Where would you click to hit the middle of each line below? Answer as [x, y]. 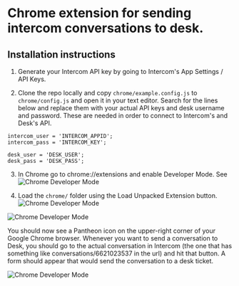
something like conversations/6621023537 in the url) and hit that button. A [117, 253]
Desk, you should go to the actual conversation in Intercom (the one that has [120, 246]
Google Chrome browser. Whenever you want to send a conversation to [113, 238]
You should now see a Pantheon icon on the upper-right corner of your [112, 231]
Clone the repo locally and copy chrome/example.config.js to [107, 93]
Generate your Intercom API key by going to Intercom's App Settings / [120, 71]
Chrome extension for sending [100, 13]
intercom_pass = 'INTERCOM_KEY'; [57, 142]
